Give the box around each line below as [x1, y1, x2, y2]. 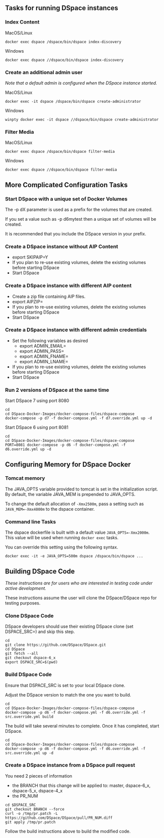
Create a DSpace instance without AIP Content [5, 243, 118, 250]
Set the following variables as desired [12, 338, 88, 344]
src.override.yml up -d [5, 751, 54, 755]
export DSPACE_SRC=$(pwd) [5, 660, 58, 665]
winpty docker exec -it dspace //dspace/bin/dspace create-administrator [5, 117, 159, 122]
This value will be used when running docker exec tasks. [5, 535, 119, 541]
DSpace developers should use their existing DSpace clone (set [5, 624, 134, 630]
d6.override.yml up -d [5, 447, 51, 452]
